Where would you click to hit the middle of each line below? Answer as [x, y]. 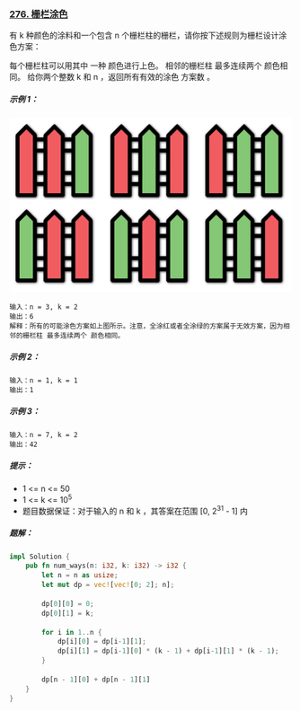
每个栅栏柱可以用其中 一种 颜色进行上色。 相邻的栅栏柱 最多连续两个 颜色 [145, 66]
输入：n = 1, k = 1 [44, 381]
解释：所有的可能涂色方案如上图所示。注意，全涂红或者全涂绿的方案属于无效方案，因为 [146, 326]
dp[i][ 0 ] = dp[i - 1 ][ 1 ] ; [101, 642]
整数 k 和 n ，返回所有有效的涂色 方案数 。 [137, 77]
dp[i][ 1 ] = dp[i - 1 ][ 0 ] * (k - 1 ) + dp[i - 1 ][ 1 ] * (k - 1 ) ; [168, 651]
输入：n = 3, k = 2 [44, 307]
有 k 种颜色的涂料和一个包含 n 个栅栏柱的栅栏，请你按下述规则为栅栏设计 [144, 35]
